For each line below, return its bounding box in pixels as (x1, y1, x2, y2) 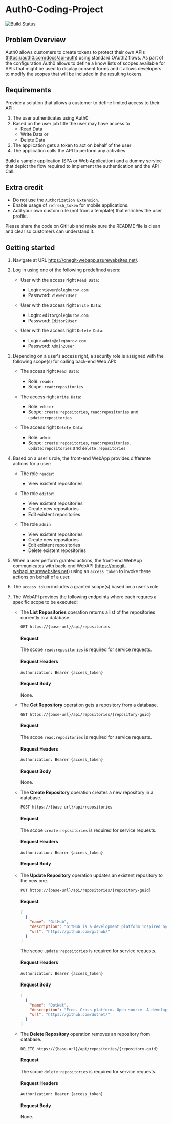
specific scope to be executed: (12, 599, 78, 605)
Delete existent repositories (28, 547, 86, 554)
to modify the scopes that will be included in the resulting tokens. (5, 71, 143, 77)
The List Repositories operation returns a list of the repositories (20, 609, 155, 615)
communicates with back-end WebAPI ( (12, 563, 96, 569)
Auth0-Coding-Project (5, 4, 104, 15)
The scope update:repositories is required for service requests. (20, 948, 157, 954)
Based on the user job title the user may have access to (12, 120, 130, 126)
